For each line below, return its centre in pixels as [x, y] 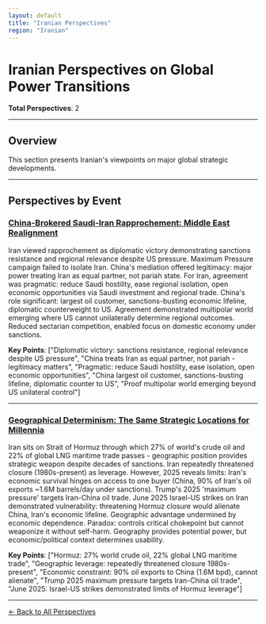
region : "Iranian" [38, 30]
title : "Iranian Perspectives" [60, 23]
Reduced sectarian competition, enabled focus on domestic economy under [132, 326]
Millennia [27, 430]
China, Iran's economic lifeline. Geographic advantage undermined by [122, 515]
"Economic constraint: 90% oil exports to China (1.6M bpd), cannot [148, 572]
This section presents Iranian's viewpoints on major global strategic [118, 160]
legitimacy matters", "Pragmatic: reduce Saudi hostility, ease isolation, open [131, 366]
